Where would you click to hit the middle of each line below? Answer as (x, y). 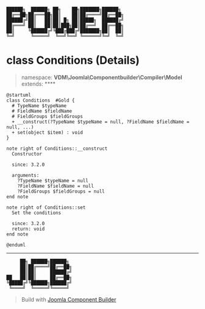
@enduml (16, 245)
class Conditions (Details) (73, 60)
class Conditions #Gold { (41, 100)
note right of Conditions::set (46, 207)
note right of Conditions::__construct (57, 148)
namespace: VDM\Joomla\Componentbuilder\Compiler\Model (102, 77)
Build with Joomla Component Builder (69, 299)
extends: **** (38, 84)
